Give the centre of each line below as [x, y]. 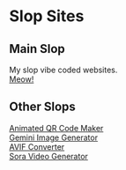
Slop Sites [47, 16]
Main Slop [37, 49]
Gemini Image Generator [54, 137]
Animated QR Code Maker [56, 128]
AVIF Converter [37, 146]
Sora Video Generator [48, 156]
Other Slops [43, 107]
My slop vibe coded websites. [63, 70]
